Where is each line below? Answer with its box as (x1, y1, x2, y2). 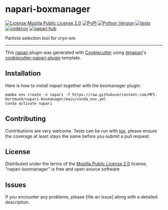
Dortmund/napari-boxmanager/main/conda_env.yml (5, 96, 106, 101)
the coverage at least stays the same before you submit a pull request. (5, 133, 150, 139)
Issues (5, 180, 26, 189)
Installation (5, 69, 41, 78)
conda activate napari (5, 101, 52, 106)
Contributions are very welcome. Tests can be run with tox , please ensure (5, 127, 157, 133)
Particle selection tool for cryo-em (5, 35, 76, 41)
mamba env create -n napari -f (5, 92, 70, 97)
